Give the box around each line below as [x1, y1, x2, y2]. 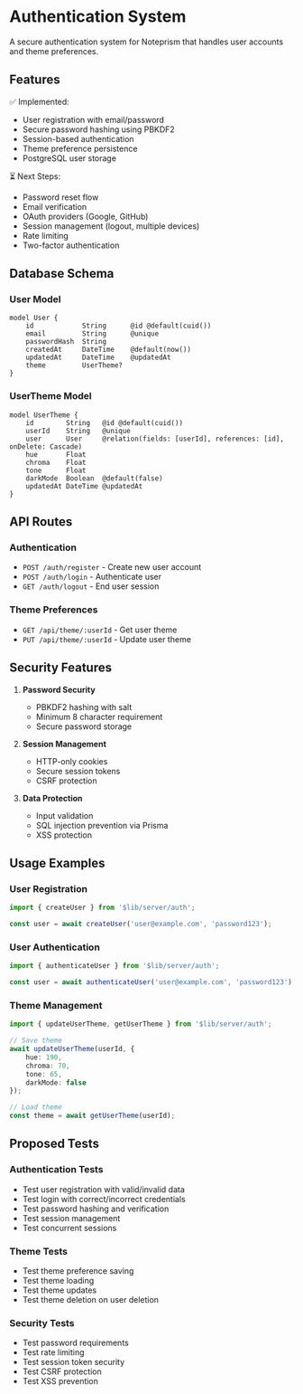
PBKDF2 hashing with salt [35, 701, 133, 712]
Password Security [22, 684, 96, 695]
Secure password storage [35, 721, 133, 732]
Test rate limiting [22, 1347, 85, 1358]
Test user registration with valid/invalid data [22, 1183, 185, 1195]
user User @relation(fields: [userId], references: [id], [25, 434, 284, 443]
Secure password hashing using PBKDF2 [22, 124, 176, 135]
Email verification [22, 201, 87, 212]
